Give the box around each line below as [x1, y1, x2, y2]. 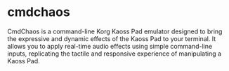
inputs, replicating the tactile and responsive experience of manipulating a [7, 49, 222, 58]
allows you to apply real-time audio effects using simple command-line [7, 42, 213, 50]
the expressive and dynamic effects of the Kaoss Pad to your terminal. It [7, 34, 216, 42]
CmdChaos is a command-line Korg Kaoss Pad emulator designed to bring [7, 27, 223, 35]
